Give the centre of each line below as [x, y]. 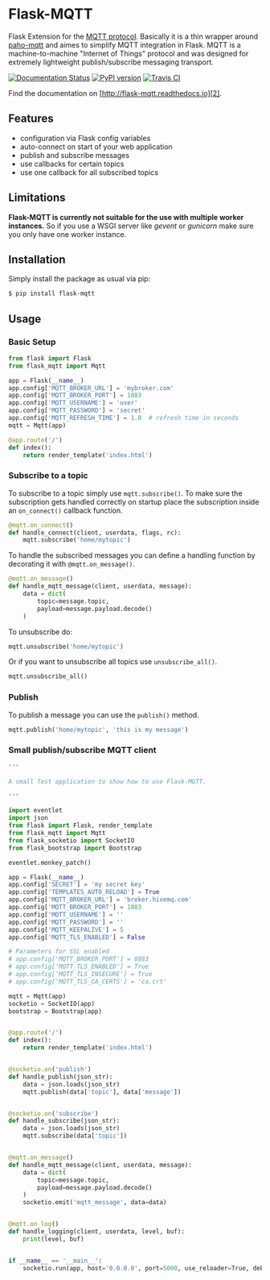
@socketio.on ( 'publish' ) [50, 1070]
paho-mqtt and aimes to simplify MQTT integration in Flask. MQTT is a [125, 44]
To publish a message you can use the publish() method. [104, 715]
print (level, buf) [53, 1239]
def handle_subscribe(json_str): [64, 1121]
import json [28, 818]
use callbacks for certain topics [72, 164]
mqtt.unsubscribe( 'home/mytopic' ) [66, 646]
